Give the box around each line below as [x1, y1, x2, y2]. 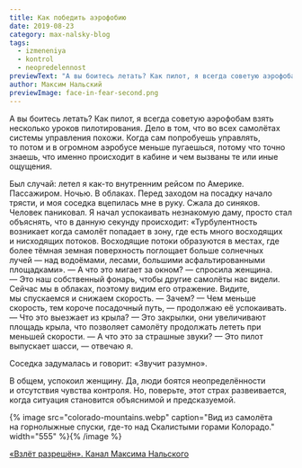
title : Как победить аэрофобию [9, 13, 127, 22]
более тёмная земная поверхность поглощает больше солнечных [9, 244, 263, 256]
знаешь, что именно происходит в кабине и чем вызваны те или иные [9, 151, 279, 162]
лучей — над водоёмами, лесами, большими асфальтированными [9, 254, 265, 265]
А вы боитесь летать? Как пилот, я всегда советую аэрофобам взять [9, 113, 274, 124]
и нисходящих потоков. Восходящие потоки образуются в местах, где [9, 235, 280, 246]
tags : [9, 38, 30, 48]
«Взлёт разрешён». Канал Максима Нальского [9, 448, 190, 459]
